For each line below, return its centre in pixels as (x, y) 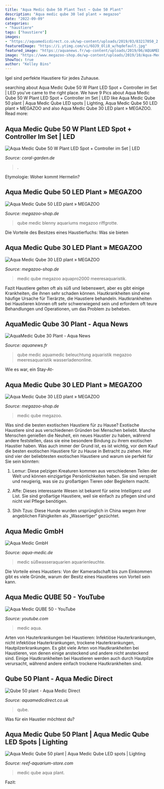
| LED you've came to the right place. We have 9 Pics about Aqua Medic (77, 93)
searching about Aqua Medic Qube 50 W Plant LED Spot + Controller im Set (81, 88)
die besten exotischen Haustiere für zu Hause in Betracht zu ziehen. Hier (78, 451)
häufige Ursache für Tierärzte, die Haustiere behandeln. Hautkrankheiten (79, 298)
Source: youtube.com (27, 618)
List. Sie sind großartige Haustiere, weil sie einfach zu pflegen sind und (83, 496)
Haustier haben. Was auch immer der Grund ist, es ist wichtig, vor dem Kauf (81, 446)
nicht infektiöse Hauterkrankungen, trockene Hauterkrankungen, (70, 642)
